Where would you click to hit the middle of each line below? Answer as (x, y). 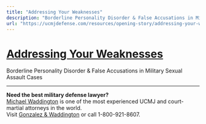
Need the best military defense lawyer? (58, 95)
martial (15, 108)
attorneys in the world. (53, 108)
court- (176, 101)
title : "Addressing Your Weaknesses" (55, 12)
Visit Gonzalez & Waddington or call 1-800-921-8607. (74, 115)
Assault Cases (25, 77)
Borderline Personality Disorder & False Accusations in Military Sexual (94, 71)
